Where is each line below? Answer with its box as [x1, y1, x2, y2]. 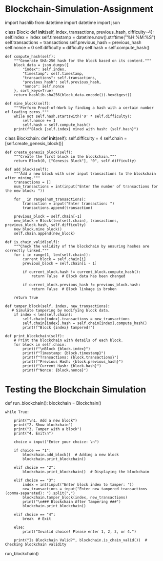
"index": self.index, [22, 67, 67, 72]
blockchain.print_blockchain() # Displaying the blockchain [22, 469, 150, 474]
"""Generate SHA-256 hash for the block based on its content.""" [14, 58, 152, 63]
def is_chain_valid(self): [5, 239, 60, 245]
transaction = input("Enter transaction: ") [22, 201, 115, 206]
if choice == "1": [14, 448, 51, 453]
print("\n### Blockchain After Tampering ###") [22, 499, 121, 504]
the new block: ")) [5, 188, 45, 193]
